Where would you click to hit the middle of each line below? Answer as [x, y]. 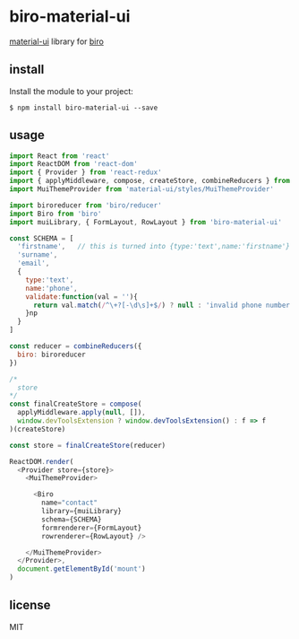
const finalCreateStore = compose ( [76, 404]
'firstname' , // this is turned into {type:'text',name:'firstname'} [154, 247]
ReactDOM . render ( [42, 461]
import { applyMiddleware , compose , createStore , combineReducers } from [150, 181]
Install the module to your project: [72, 91]
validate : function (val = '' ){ [82, 297]
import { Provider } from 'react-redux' [86, 172]
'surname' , [38, 255]
